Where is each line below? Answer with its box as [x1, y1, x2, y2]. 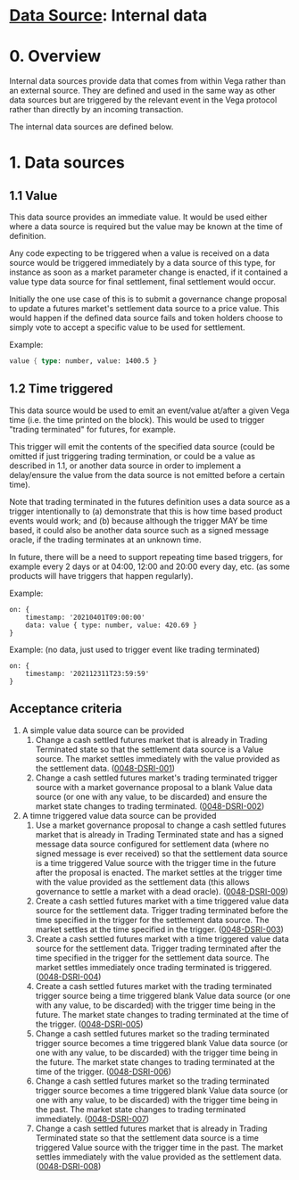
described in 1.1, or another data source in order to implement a [9, 460, 241, 471]
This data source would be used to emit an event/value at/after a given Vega [9, 405, 290, 416]
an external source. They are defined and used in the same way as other [9, 86, 276, 96]
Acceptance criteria [9, 701, 122, 716]
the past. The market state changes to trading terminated [35, 1103, 246, 1115]
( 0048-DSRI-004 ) [35, 971, 102, 982]
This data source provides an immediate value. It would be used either [9, 211, 268, 223]
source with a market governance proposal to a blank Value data [35, 781, 273, 792]
